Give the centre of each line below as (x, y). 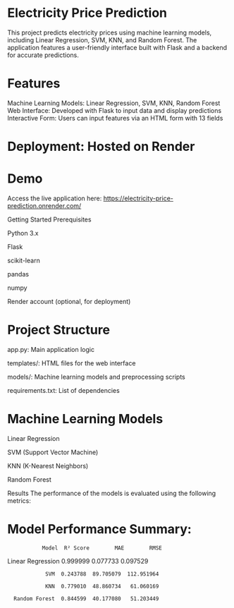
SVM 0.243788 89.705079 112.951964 (102, 574)
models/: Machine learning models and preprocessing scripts (96, 377)
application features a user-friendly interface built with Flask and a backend (117, 47)
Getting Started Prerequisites (49, 219)
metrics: (19, 500)
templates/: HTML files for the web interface (72, 363)
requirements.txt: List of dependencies (63, 390)
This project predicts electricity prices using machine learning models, (110, 32)
